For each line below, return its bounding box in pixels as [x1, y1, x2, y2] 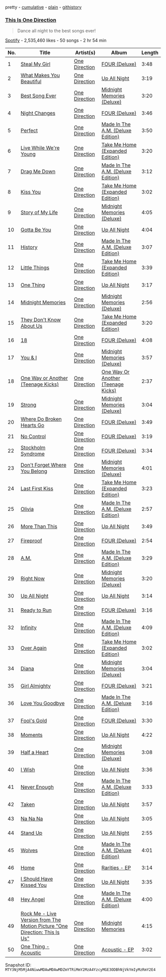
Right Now [20, 575, 45, 582]
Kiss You [20, 189, 41, 196]
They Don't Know [20, 316, 61, 323]
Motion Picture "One [20, 923, 68, 930]
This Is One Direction [5, 16, 57, 23]
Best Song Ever [20, 92, 57, 99]
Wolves [20, 847, 38, 854]
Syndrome [20, 450, 45, 457]
